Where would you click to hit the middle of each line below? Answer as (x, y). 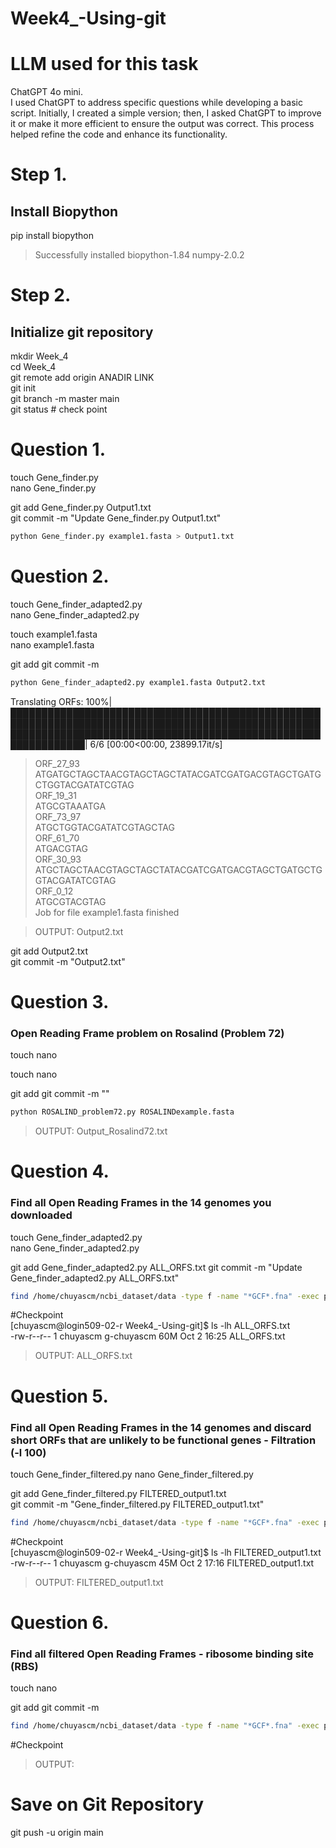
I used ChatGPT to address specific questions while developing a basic (156, 103)
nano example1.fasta (52, 644)
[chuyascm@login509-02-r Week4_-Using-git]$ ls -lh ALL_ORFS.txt (150, 1326)
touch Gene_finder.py (54, 478)
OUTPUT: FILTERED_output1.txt (99, 1582)
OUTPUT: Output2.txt (79, 931)
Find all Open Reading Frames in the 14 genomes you (141, 1203)
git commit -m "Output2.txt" (68, 961)
